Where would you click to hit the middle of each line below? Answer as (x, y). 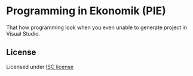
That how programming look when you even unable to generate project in (96, 27)
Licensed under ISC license (40, 66)
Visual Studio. (23, 33)
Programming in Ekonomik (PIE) (86, 11)
